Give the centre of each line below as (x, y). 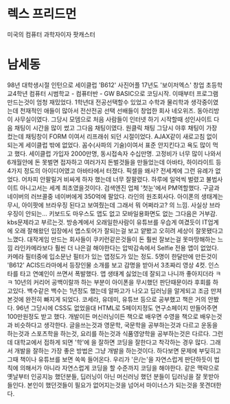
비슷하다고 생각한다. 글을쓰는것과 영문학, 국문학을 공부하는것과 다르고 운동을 (116, 325)
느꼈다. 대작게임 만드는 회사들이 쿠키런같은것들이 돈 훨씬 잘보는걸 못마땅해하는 (112, 239)
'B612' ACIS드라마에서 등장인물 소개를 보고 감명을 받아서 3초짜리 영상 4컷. (107, 265)
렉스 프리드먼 (42, 14)
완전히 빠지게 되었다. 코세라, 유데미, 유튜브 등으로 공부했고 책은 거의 (116, 299)
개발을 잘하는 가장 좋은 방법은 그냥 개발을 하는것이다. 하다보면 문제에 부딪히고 (118, 350)
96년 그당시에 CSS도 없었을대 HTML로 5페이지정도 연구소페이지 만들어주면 (117, 308)
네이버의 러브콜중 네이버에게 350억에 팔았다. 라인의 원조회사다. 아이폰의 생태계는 (115, 196)
